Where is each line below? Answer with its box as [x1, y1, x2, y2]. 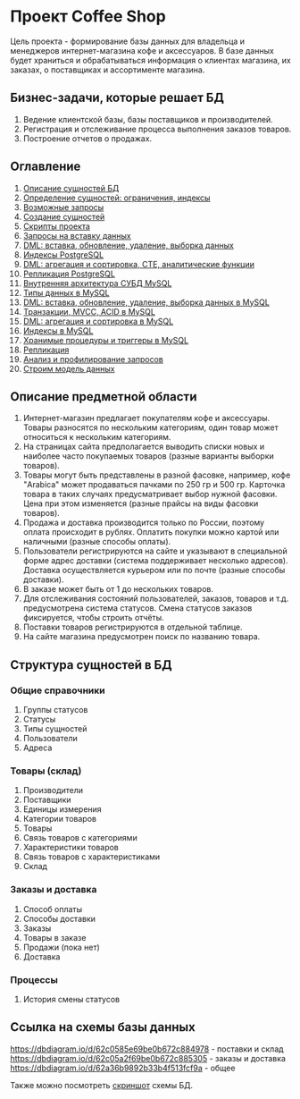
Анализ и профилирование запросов [22, 353, 164, 364]
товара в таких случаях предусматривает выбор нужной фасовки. [22, 489, 278, 500]
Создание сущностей [22, 211, 105, 222]
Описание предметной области [10, 389, 197, 404]
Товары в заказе [22, 932, 87, 943]
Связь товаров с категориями [22, 833, 137, 843]
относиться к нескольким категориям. [22, 432, 171, 443]
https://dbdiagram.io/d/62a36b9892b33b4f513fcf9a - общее [10, 1062, 236, 1073]
